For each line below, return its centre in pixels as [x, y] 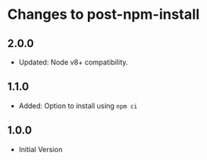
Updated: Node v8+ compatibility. [73, 62]
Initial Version [41, 149]
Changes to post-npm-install [103, 15]
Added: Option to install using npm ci [78, 105]
